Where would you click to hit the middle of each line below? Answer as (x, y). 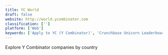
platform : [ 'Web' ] (24, 28)
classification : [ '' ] (28, 24)
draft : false (19, 14)
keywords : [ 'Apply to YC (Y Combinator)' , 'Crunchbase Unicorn (72, 33)
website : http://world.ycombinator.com (47, 19)
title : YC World (22, 10)
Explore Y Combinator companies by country (51, 47)
